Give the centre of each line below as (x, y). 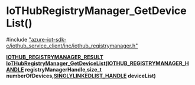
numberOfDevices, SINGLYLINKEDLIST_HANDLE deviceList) (81, 76)
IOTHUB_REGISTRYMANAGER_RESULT (55, 57)
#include (17, 39)
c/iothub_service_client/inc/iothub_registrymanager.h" (72, 46)
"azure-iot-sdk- (48, 39)
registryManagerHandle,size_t (63, 69)
